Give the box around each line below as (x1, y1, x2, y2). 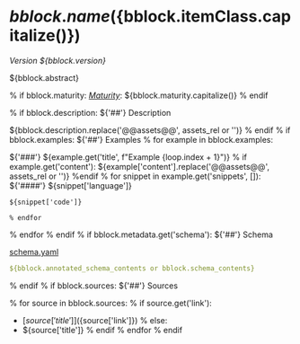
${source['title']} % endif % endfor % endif (22, 324, 182, 335)
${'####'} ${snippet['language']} (9, 180, 132, 190)
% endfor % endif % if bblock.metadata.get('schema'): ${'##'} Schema (9, 229, 274, 240)
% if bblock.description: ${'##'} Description (9, 107, 172, 118)
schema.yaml (9, 246, 59, 257)
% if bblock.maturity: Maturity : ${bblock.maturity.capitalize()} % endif (9, 90, 269, 101)
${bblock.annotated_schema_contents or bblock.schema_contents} (9, 263, 255, 273)
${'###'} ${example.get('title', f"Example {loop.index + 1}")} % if (9, 151, 247, 163)
